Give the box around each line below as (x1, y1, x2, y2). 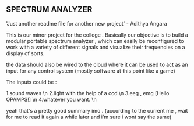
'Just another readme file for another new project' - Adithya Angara (6, 20, 167, 27)
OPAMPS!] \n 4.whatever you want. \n (6, 96, 97, 103)
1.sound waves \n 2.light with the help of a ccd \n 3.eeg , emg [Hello (6, 89, 170, 96)
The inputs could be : (6, 78, 57, 85)
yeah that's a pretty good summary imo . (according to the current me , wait (6, 107, 188, 114)
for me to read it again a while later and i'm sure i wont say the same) (6, 113, 172, 120)
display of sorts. (6, 49, 45, 57)
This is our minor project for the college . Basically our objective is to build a (6, 31, 188, 38)
